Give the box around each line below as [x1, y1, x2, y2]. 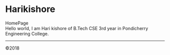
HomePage [5, 20, 29, 26]
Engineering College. [5, 30, 49, 36]
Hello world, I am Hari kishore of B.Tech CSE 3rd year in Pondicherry [5, 25, 148, 31]
